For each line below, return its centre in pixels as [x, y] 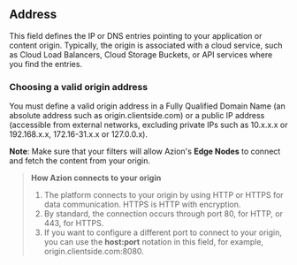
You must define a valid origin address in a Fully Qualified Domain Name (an [147, 106]
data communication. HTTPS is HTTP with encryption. [142, 204]
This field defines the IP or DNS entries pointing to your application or [136, 35]
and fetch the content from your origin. [80, 161]
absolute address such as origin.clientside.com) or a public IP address [137, 116]
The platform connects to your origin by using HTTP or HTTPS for [164, 195]
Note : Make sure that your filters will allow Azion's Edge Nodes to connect [145, 151]
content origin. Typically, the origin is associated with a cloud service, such [146, 45]
